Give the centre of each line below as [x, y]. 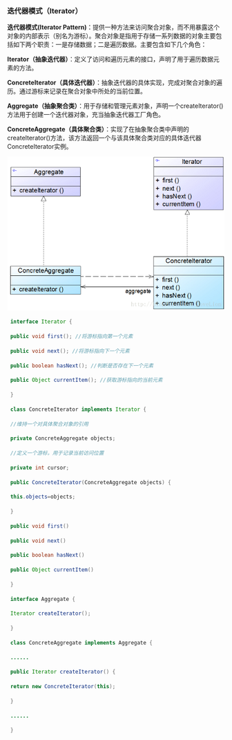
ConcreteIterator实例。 [40, 147]
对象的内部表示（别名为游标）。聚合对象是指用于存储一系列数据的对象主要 [112, 36]
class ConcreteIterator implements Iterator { [78, 409]
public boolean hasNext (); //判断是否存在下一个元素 [82, 366]
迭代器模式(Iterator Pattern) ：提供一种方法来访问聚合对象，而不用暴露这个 [114, 27]
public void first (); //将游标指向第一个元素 [71, 337]
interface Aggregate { [43, 599]
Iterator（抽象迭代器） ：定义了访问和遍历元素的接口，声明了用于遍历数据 [110, 59]
